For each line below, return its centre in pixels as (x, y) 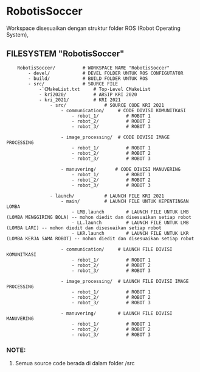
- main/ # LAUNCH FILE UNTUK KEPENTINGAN (125, 201)
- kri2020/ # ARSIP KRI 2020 (88, 95)
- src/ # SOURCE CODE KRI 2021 (107, 105)
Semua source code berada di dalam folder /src (75, 363)
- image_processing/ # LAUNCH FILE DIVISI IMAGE (125, 281)
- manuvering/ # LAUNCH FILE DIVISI (116, 313)
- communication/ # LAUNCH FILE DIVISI (116, 249)
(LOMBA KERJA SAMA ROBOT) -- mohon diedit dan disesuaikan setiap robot (100, 238)
